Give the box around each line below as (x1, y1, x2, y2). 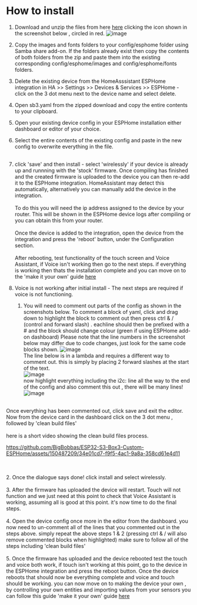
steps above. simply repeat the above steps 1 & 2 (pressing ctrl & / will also (6, 530, 187, 537)
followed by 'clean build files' (6, 419, 77, 427)
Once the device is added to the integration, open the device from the (14, 229, 184, 236)
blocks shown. (23, 346, 59, 353)
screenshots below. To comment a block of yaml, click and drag (23, 308, 178, 315)
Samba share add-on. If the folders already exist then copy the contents (14, 47, 189, 54)
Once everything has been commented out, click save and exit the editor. (6, 407, 183, 414)
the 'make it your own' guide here (14, 273, 96, 280)
